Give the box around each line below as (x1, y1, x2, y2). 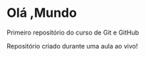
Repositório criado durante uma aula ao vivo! (6, 42, 138, 50)
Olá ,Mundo (6, 5, 78, 21)
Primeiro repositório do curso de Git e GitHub (6, 28, 140, 37)
